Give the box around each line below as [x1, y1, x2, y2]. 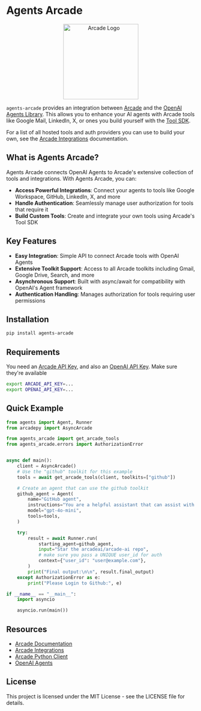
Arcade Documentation [14, 640, 73, 647]
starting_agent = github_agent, [38, 540, 114, 547]
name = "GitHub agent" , [28, 496, 82, 503]
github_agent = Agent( [17, 490, 74, 497]
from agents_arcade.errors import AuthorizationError [6, 441, 144, 448]
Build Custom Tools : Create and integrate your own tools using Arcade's [14, 212, 195, 219]
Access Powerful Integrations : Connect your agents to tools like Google [14, 186, 195, 193]
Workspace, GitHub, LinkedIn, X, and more [14, 193, 121, 200]
